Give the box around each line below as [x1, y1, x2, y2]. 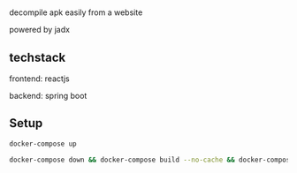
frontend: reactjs [9, 73, 70, 84]
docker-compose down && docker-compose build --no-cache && [9, 155, 236, 164]
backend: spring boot [9, 91, 88, 101]
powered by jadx [9, 25, 71, 35]
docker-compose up [9, 139, 77, 148]
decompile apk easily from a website [9, 7, 143, 18]
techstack [9, 49, 66, 64]
